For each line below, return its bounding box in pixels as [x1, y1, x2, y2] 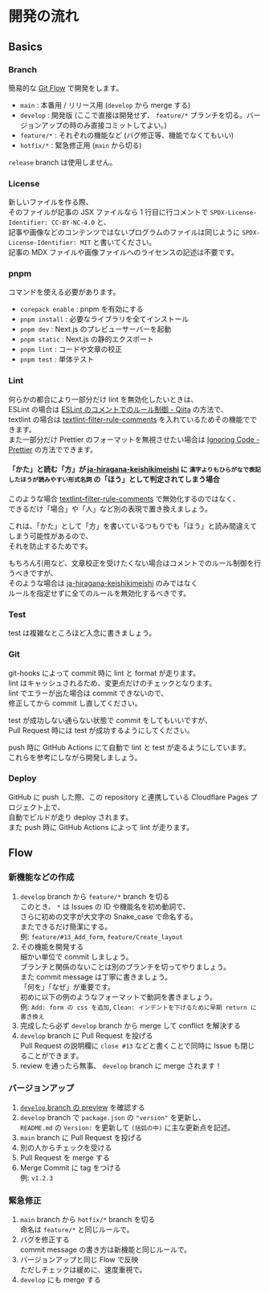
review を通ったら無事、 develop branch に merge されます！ [19, 1061, 222, 1070]
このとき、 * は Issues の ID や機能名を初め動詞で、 [19, 902, 190, 911]
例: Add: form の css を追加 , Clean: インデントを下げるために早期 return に [19, 1002, 257, 1012]
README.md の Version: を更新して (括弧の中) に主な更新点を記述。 [19, 1122, 235, 1132]
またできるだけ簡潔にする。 [19, 922, 112, 931]
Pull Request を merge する [19, 1152, 110, 1162]
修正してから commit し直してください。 [8, 698, 142, 708]
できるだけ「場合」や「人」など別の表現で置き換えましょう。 [8, 504, 212, 513]
